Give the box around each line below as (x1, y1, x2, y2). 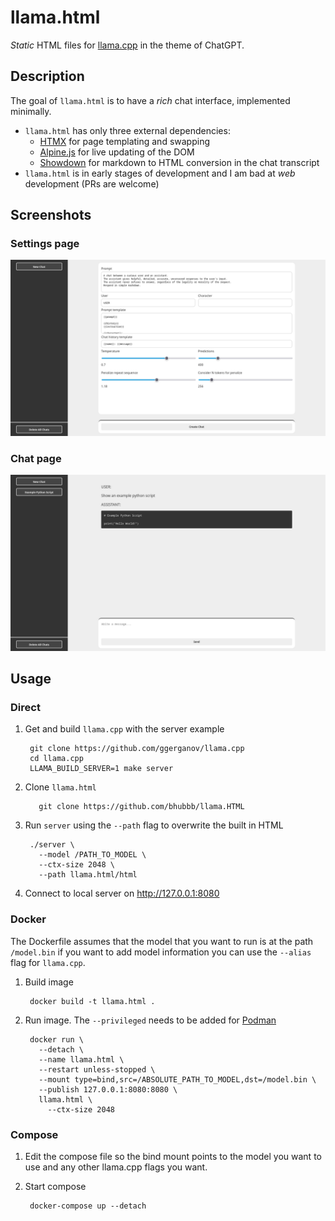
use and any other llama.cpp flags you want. (24, 1161, 208, 1173)
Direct (10, 701, 41, 715)
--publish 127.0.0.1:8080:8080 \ (38, 1084, 178, 1095)
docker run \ (29, 1034, 84, 1045)
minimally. (10, 105, 52, 117)
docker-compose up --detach (29, 1201, 147, 1211)
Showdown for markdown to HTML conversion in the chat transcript (39, 156, 320, 168)
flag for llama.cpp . (10, 956, 86, 968)
